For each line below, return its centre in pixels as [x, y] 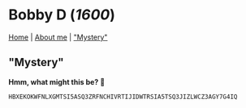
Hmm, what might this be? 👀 [57, 81]
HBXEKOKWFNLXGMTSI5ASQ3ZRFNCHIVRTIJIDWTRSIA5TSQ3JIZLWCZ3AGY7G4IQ [123, 97]
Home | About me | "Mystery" [58, 37]
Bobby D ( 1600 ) [62, 15]
